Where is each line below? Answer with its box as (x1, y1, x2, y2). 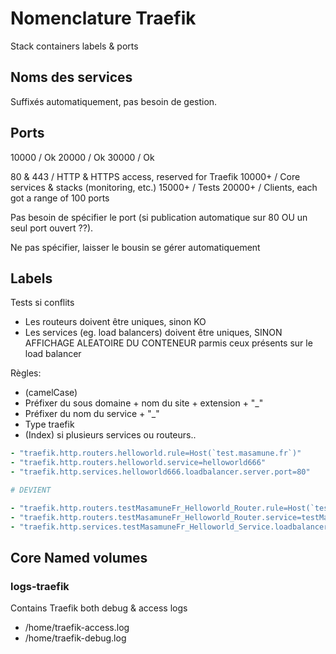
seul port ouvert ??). (10, 222, 94, 234)
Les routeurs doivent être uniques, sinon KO (24, 316, 207, 328)
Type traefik (24, 418, 75, 431)
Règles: (10, 367, 42, 379)
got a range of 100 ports (10, 192, 110, 204)
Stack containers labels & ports (10, 40, 139, 52)
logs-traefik (10, 579, 70, 593)
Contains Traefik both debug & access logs (10, 602, 188, 614)
